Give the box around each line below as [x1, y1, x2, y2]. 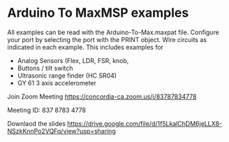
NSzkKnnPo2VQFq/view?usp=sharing [7, 127, 117, 135]
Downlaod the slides [7, 119, 66, 127]
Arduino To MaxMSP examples [7, 5, 189, 21]
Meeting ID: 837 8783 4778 [7, 106, 86, 114]
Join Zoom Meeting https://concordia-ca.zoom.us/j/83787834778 [7, 92, 197, 101]
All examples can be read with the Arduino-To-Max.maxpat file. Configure [7, 28, 220, 36]
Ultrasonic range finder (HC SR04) [17, 71, 117, 80]
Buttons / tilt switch [17, 64, 73, 72]
